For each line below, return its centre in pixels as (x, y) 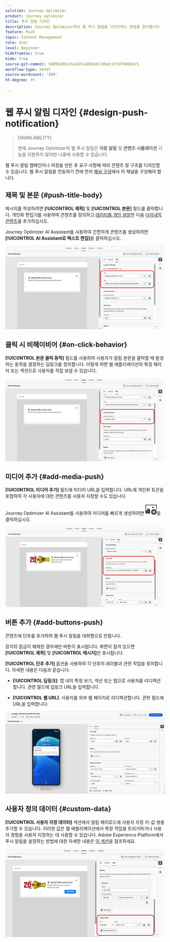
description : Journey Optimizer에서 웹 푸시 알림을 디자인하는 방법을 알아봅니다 (82, 27)
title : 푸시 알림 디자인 (28, 21)
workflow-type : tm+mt (28, 69)
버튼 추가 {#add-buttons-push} (54, 623)
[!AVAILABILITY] (34, 138)
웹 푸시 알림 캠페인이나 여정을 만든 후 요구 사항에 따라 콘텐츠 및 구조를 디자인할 (83, 165)
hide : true (17, 59)
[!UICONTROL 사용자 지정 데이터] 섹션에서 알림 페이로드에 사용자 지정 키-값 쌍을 (85, 822)
